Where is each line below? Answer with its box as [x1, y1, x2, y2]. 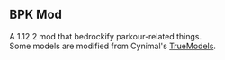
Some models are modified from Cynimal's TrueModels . [9, 40, 216, 51]
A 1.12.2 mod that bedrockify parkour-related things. [9, 30, 202, 41]
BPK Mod [9, 7, 63, 22]
